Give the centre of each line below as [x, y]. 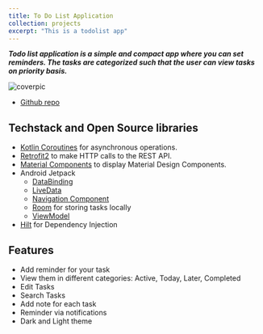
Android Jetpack [48, 173]
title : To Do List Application [61, 16]
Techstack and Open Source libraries [104, 127]
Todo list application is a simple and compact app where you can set [126, 54]
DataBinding [52, 182]
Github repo [40, 103]
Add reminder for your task [65, 269]
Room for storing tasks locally [81, 208]
